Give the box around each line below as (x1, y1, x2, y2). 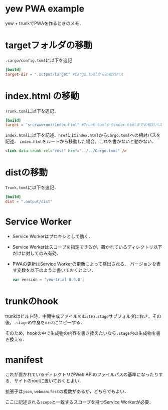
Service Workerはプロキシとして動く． (12, 233, 93, 239)
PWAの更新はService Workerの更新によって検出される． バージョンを (12, 261, 156, 267)
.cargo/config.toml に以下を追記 (5, 57, 72, 63)
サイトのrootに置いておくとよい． (14, 377, 84, 383)
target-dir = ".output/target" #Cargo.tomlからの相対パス (5, 72, 124, 77)
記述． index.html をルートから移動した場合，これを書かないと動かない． (5, 138, 156, 144)
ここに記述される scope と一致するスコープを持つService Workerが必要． (5, 399, 154, 405)
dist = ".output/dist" (5, 199, 53, 204)
